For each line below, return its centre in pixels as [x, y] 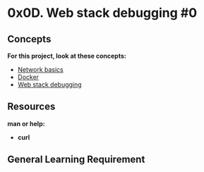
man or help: [26, 123]
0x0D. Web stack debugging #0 [102, 13]
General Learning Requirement [76, 160]
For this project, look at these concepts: [67, 56]
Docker [28, 77]
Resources [31, 107]
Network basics [40, 69]
